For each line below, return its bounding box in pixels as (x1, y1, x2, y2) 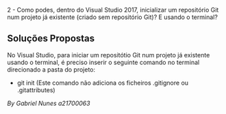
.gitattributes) (16, 85, 56, 94)
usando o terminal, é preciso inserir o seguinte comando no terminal (7, 58, 200, 66)
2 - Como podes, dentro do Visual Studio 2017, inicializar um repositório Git (7, 6, 219, 14)
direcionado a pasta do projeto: (7, 65, 96, 74)
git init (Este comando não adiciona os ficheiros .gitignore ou (16, 79, 189, 87)
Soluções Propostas (7, 33, 95, 44)
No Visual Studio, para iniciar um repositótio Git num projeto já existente (7, 51, 210, 59)
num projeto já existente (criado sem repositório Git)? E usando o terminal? (7, 13, 218, 21)
